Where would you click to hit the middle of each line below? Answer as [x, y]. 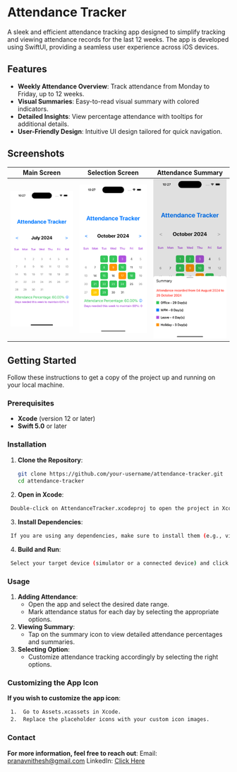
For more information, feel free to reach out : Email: [82, 753]
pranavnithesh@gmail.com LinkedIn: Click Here [76, 761]
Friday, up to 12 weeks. [51, 93]
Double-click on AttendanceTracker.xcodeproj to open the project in [115, 509]
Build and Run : [39, 550]
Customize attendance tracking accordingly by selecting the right [123, 657]
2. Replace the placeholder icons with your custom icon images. [110, 720]
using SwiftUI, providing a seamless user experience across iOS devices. [113, 47]
